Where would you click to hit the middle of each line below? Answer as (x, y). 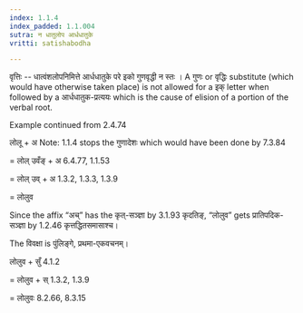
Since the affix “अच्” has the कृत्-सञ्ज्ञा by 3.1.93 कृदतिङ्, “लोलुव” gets (130, 215)
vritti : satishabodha (50, 43)
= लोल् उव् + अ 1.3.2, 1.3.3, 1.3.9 (64, 179)
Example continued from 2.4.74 (68, 125)
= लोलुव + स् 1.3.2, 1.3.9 (49, 280)
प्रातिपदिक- (268, 215)
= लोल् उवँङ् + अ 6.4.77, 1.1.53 (60, 161)
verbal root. (31, 108)
